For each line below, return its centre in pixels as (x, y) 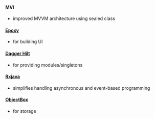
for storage (25, 111)
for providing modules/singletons (48, 65)
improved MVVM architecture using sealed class (64, 18)
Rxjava (13, 76)
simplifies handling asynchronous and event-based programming (81, 88)
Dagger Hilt (18, 53)
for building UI (28, 42)
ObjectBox (17, 100)
